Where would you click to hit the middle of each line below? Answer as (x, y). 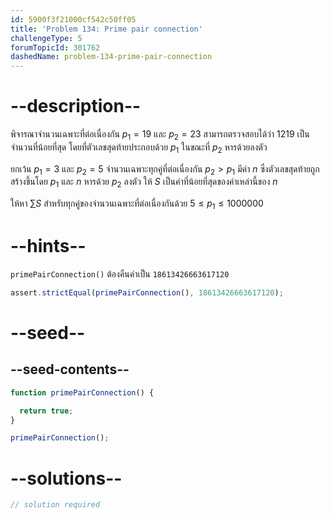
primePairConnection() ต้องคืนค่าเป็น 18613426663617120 (120, 273)
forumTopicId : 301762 (55, 47)
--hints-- (48, 246)
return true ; (46, 411)
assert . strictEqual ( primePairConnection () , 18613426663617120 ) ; (147, 292)
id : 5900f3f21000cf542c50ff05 (73, 19)
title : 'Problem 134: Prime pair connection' (106, 29)
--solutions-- (66, 478)
